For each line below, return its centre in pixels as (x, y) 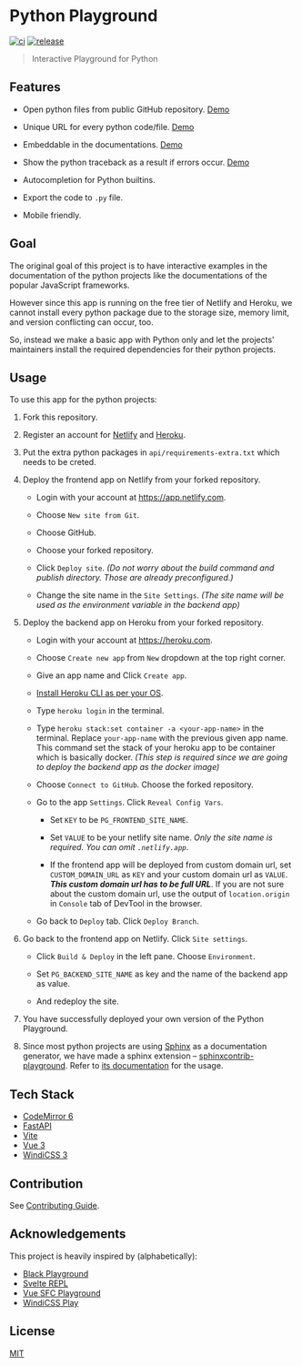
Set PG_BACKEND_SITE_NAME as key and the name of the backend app (162, 974)
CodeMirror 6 (48, 1117)
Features (35, 87)
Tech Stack (42, 1094)
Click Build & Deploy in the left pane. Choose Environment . (146, 957)
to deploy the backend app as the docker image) (128, 767)
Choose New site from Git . (88, 515)
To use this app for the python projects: (83, 400)
